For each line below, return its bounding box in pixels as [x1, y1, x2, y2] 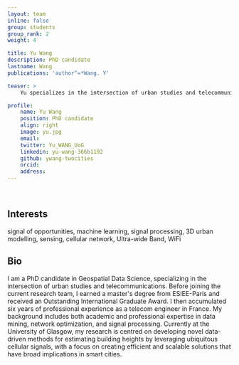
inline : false [7, 17, 50, 24]
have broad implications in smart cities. [7, 349, 122, 358]
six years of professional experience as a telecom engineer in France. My [7, 304, 223, 313]
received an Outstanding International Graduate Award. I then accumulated [7, 297, 227, 305]
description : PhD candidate [7, 56, 91, 64]
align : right [20, 122, 59, 129]
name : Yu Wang [20, 108, 62, 116]
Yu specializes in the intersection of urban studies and [20, 89, 196, 96]
